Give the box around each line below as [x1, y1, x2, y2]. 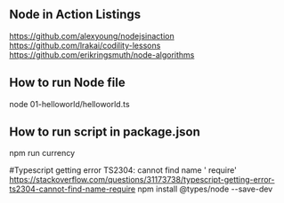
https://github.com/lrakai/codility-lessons [9, 40, 161, 51]
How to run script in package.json [9, 124, 200, 140]
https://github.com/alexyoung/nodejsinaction [9, 30, 175, 41]
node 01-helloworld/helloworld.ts [9, 98, 131, 109]
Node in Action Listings [9, 7, 142, 22]
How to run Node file [9, 75, 126, 90]
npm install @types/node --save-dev [137, 183, 273, 194]
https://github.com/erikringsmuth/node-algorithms [9, 49, 195, 60]
